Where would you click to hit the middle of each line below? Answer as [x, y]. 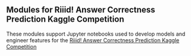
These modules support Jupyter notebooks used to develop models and [96, 34]
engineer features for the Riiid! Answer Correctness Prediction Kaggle [93, 40]
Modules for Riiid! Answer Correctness [81, 10]
